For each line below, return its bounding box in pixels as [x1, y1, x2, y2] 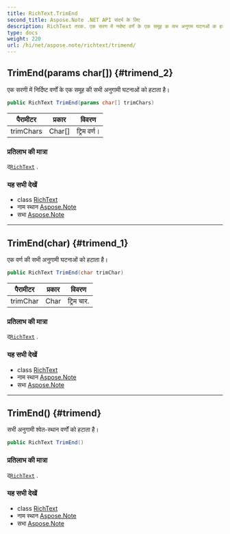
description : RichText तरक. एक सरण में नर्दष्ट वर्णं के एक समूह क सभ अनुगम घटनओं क [7, 23, 217, 30]
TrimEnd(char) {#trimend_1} [7, 237, 129, 249]
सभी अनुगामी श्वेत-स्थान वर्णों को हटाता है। [7, 426, 99, 434]
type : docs [7, 29, 38, 36]
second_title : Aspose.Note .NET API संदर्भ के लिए [7, 16, 140, 23]
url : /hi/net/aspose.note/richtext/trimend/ [7, 42, 136, 49]
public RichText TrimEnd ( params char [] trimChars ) [7, 99, 155, 106]
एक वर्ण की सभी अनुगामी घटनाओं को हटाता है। [7, 255, 108, 264]
